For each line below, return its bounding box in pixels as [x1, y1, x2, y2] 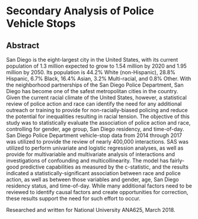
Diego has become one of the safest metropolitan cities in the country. [6, 88, 178, 94]
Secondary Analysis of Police [6, 4, 154, 18]
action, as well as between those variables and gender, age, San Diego [6, 176, 179, 183]
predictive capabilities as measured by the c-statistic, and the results [20, 163, 189, 170]
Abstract [6, 40, 40, 50]
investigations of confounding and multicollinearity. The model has [6, 157, 169, 164]
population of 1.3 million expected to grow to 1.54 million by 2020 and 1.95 [6, 62, 187, 69]
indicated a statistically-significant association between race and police [6, 170, 181, 176]
